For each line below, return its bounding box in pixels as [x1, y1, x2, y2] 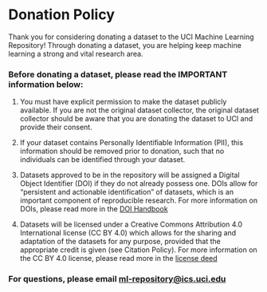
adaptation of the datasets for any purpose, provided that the [19, 237, 221, 247]
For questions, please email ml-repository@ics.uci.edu [8, 274, 226, 285]
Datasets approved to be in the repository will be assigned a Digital [19, 170, 241, 180]
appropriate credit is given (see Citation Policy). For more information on [19, 245, 257, 255]
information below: [8, 78, 84, 89]
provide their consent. [19, 122, 93, 132]
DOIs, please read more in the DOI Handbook [19, 204, 169, 214]
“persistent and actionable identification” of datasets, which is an [19, 187, 234, 197]
